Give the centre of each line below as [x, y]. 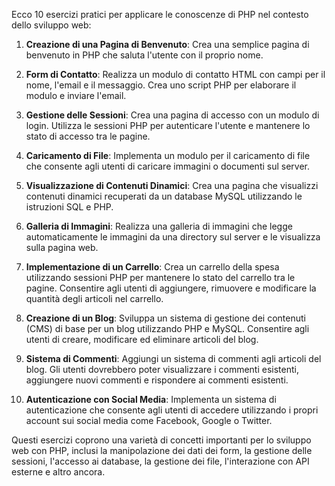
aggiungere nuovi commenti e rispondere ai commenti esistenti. [157, 380]
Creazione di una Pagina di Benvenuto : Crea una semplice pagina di [167, 44]
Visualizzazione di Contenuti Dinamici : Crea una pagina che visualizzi [172, 185]
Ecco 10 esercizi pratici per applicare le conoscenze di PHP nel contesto [160, 14]
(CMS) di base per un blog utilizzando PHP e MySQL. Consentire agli [167, 328]
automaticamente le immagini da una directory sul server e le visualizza [173, 237]
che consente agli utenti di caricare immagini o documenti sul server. [168, 166]
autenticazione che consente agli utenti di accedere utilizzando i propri [172, 410]
